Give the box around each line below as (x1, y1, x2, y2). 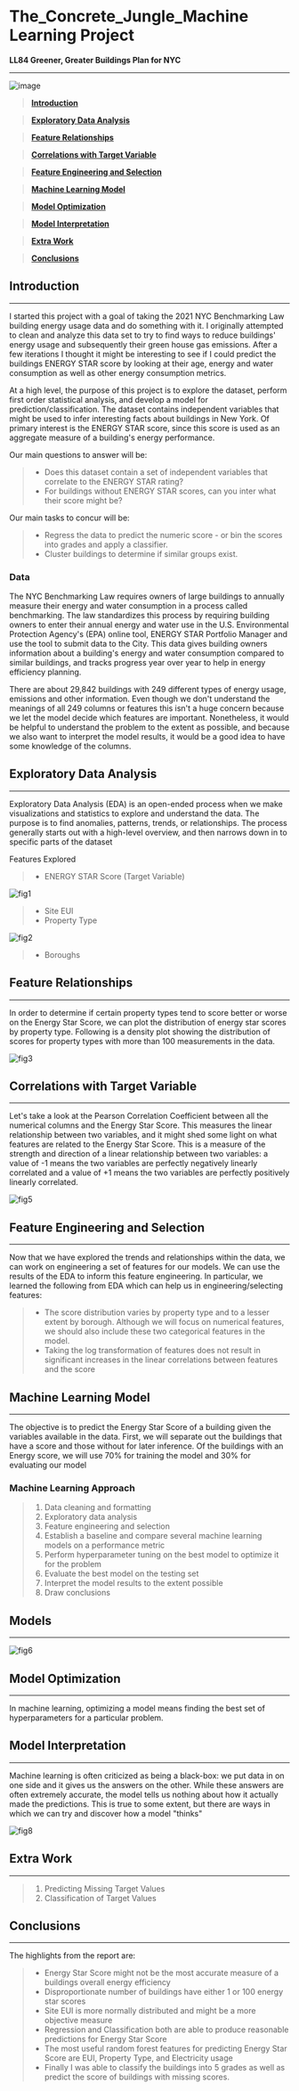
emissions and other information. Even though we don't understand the (9, 693, 271, 705)
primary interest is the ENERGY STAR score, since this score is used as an (9, 422, 280, 433)
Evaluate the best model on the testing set (44, 1568, 199, 1579)
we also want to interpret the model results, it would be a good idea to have (9, 731, 286, 742)
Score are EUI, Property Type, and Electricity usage (44, 2053, 233, 2063)
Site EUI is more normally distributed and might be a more (44, 2005, 256, 2016)
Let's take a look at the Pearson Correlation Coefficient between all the (9, 1111, 269, 1122)
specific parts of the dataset (9, 836, 113, 847)
